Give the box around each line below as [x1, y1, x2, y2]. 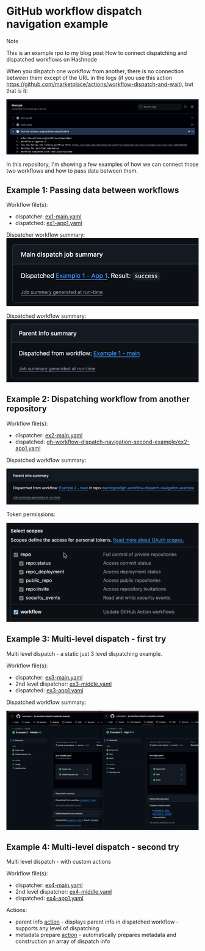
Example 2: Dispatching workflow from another [6, 394, 190, 404]
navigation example [6, 17, 109, 31]
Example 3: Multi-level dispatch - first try [6, 634, 167, 644]
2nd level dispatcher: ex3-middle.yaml [15, 680, 112, 687]
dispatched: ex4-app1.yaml [15, 895, 84, 902]
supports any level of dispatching [15, 925, 99, 932]
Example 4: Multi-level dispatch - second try [6, 842, 179, 852]
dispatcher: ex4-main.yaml [15, 881, 83, 889]
